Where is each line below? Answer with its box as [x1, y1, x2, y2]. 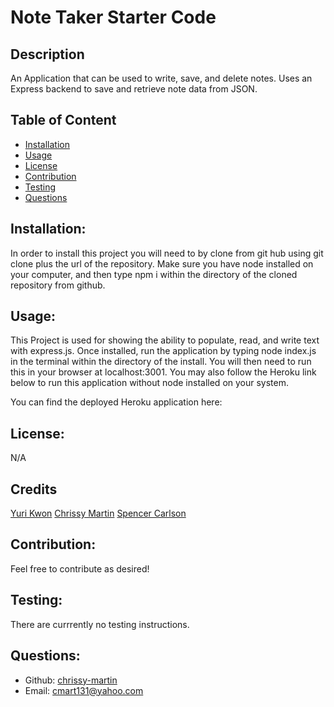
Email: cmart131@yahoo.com [24, 684, 144, 696]
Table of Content [10, 112, 117, 129]
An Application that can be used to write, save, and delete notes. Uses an [10, 72, 313, 84]
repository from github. [10, 279, 106, 291]
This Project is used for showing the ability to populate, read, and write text [10, 334, 320, 346]
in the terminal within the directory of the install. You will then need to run [10, 356, 312, 368]
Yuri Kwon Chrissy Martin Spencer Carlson [10, 507, 187, 520]
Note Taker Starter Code [10, 6, 217, 29]
